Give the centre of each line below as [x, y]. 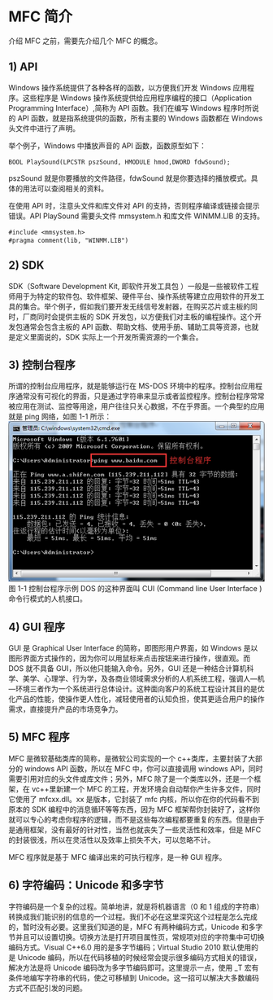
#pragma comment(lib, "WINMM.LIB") [69, 240]
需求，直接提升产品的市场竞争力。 [65, 709]
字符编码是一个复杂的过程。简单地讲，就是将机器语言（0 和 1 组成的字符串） [136, 906]
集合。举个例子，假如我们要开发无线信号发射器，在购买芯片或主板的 [136, 306]
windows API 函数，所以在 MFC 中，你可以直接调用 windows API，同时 [143, 768]
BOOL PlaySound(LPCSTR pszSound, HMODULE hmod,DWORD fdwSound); [119, 162]
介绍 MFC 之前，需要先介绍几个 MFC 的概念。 [85, 41]
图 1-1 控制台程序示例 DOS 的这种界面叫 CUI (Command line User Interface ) [135, 589]
